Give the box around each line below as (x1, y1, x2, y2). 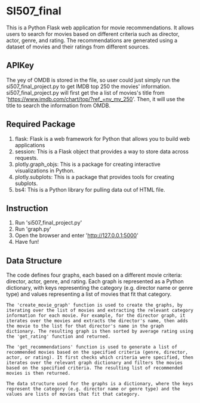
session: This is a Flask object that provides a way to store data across (14, 148, 189, 155)
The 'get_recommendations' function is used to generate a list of (6, 344, 178, 350)
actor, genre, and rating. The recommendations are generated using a (6, 37, 178, 44)
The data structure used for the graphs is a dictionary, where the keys (6, 381, 194, 387)
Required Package (6, 119, 76, 129)
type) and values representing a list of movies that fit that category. (6, 290, 172, 298)
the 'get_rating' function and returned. (6, 334, 111, 340)
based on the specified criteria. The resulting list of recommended (6, 365, 183, 371)
